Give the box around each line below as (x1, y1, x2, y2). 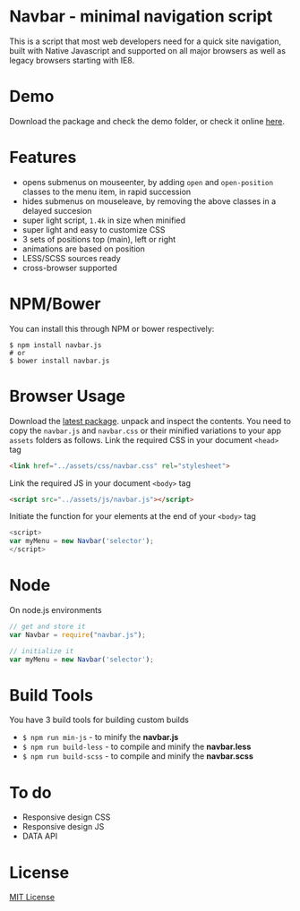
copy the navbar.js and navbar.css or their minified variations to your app (9, 425, 282, 436)
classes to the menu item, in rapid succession (21, 186, 192, 197)
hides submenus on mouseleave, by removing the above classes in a (21, 195, 277, 207)
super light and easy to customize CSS (21, 224, 166, 234)
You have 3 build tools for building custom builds (9, 714, 190, 726)
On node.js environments (9, 605, 102, 615)
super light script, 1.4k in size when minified (21, 215, 186, 226)
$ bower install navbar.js (9, 356, 110, 365)
